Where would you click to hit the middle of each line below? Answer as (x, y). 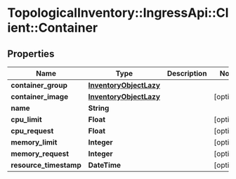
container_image (40, 97)
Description (187, 73)
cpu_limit (26, 119)
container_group (39, 85)
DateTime (105, 165)
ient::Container (53, 28)
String (99, 108)
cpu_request (32, 131)
